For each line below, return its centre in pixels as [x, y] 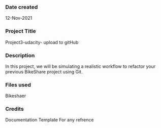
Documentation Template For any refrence [50, 120]
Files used [18, 84]
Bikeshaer [16, 96]
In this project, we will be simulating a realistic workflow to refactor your [80, 66]
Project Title [21, 31]
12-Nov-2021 [19, 18]
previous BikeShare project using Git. [44, 71]
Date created [22, 7]
